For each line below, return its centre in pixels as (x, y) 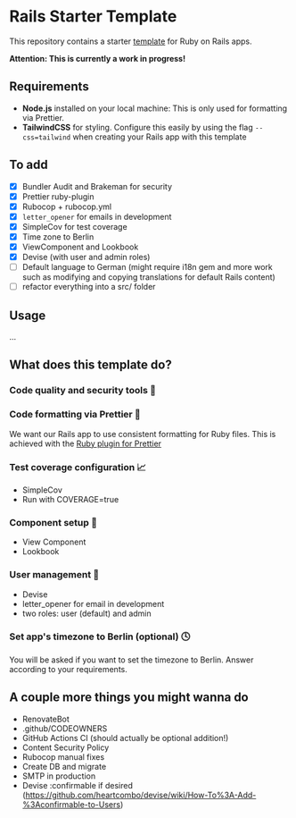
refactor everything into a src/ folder (89, 287)
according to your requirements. (68, 669)
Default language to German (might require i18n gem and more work (148, 267)
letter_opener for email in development (93, 603)
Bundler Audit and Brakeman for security (97, 186)
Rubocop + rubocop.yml (67, 207)
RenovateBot (45, 719)
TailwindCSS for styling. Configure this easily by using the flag (138, 127)
